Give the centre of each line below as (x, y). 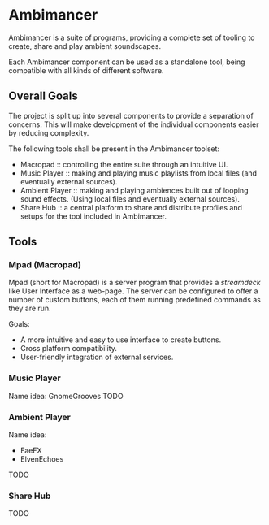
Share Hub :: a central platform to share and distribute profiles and (131, 207)
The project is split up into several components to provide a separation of (131, 115)
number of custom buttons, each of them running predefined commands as (135, 300)
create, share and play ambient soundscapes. (85, 46)
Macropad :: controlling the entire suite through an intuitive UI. (124, 164)
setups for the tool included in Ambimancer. (93, 216)
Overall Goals (43, 96)
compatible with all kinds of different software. (86, 70)
